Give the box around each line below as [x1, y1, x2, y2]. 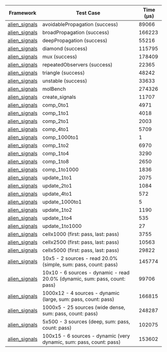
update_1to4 [42, 214, 72, 221]
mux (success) [42, 53, 78, 60]
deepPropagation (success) [42, 37, 108, 44]
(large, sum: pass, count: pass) [42, 296, 114, 302]
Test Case [76, 9, 100, 16]
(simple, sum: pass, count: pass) [42, 261, 118, 268]
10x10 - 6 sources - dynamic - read [42, 269, 130, 276]
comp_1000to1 [42, 134, 79, 141]
